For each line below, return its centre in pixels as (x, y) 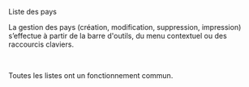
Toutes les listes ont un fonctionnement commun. (91, 75)
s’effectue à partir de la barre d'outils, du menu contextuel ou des (118, 36)
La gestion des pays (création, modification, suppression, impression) (125, 27)
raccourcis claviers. (41, 44)
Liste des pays (32, 12)
